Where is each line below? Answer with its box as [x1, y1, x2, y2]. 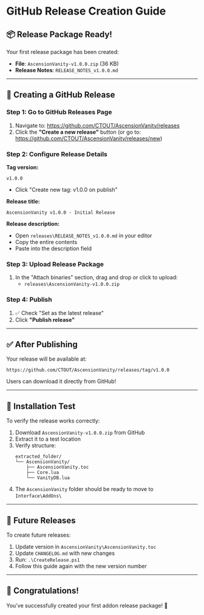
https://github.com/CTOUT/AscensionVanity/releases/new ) [15, 135, 163, 142]
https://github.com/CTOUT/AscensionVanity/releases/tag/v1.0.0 [6, 367, 170, 373]
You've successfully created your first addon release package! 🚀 [6, 602, 168, 609]
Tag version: [6, 163, 39, 171]
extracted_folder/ [15, 454, 62, 460]
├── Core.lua [26, 469, 59, 476]
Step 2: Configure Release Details [6, 150, 107, 158]
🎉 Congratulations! [6, 586, 79, 596]
